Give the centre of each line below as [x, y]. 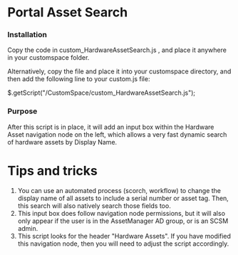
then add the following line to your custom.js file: [79, 79]
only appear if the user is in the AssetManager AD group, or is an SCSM [123, 221]
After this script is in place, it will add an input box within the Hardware [111, 127]
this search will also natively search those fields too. [94, 205]
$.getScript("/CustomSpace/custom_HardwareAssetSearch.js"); [102, 93]
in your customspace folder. [48, 58]
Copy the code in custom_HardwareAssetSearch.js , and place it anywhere [117, 50]
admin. [28, 228]
